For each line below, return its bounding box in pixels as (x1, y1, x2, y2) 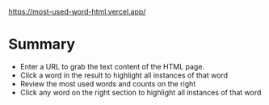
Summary (8, 36, 75, 53)
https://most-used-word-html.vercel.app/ (8, 7, 146, 16)
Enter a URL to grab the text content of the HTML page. (19, 61, 204, 71)
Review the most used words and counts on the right (19, 78, 196, 88)
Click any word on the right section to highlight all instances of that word (19, 87, 262, 97)
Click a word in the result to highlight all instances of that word (19, 70, 229, 80)
